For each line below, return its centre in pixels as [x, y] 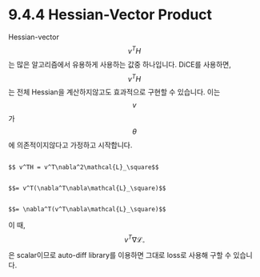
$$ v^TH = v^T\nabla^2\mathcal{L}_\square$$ [84, 167]
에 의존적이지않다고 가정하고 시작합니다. [70, 145]
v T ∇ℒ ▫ [134, 240]
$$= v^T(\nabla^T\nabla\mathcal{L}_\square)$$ [87, 189]
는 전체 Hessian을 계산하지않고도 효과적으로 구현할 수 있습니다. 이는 [114, 92]
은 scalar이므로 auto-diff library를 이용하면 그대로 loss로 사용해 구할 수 [120, 255]
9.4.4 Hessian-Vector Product [110, 15]
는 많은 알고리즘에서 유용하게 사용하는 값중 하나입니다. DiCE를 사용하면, [120, 64]
